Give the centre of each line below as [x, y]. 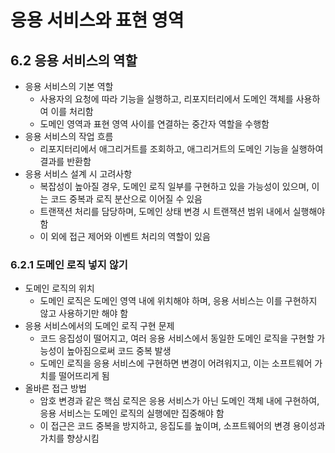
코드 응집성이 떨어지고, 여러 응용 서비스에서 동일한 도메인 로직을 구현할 [177, 338]
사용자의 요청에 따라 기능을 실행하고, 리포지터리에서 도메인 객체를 [166, 99]
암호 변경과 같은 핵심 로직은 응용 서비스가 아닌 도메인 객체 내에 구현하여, [179, 401]
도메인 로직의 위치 [59, 288]
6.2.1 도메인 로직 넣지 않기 [69, 264]
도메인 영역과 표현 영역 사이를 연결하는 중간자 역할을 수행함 [154, 124]
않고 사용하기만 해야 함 [84, 313]
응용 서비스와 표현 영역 [97, 20]
